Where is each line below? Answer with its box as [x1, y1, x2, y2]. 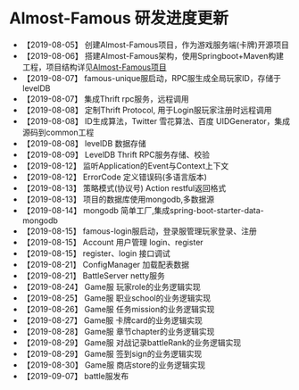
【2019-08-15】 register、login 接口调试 [21, 247, 171, 259]
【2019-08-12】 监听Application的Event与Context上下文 [21, 160, 229, 170]
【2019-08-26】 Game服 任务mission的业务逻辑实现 [21, 303, 215, 314]
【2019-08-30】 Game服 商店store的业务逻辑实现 [21, 359, 206, 370]
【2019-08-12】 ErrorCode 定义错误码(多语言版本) [21, 171, 208, 182]
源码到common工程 [21, 127, 95, 137]
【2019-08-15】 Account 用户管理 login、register [21, 236, 203, 247]
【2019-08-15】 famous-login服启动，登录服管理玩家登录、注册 [21, 225, 257, 236]
